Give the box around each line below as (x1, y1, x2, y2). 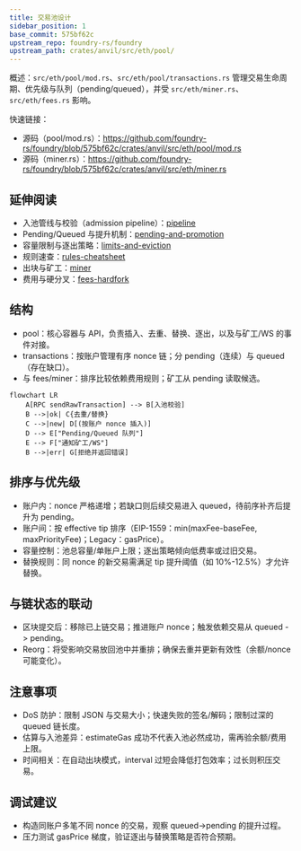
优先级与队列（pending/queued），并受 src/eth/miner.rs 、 (24, 83, 244, 94)
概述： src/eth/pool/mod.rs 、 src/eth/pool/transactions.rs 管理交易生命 (9, 73, 280, 83)
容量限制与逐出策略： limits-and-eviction (22, 240, 172, 250)
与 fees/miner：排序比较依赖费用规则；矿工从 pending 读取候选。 (22, 373, 265, 383)
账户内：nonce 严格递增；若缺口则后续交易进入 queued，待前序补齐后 (22, 500, 283, 511)
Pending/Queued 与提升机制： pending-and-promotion (22, 228, 225, 239)
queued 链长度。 (22, 721, 85, 732)
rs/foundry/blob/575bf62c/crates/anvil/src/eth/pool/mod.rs (22, 143, 242, 154)
